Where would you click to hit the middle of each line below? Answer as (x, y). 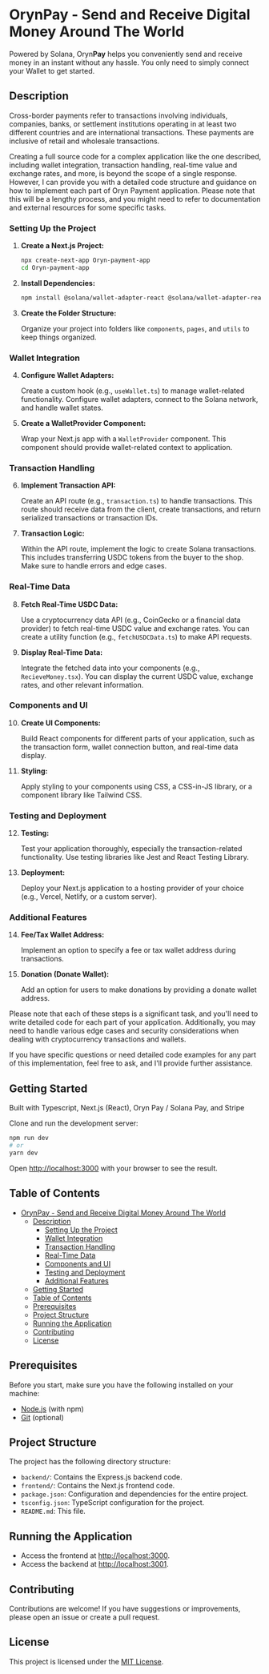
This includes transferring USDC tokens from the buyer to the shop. (132, 557)
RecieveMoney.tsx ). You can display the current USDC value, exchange (137, 676)
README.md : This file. (53, 1511)
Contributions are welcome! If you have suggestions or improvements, (125, 1608)
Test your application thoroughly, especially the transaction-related (131, 849)
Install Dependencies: (58, 283)
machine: (24, 1393)
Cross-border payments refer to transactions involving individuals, (118, 115)
